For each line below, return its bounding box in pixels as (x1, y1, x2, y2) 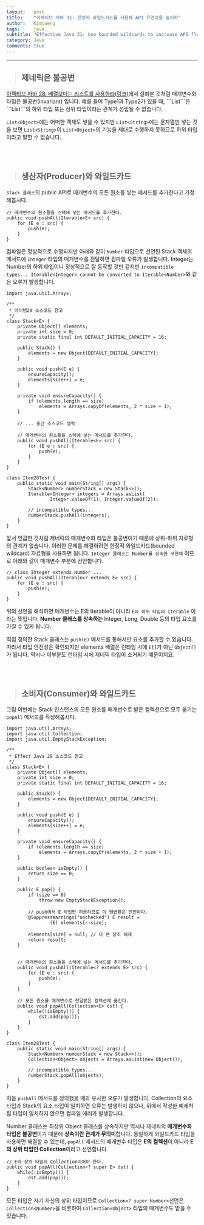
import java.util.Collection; (6, 731, 83, 737)
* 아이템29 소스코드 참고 (8, 307, 63, 314)
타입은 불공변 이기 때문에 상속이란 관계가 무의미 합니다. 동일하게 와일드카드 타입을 (6, 1131, 195, 1138)
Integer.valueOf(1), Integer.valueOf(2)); (49, 496, 159, 503)
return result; (28, 937, 67, 943)
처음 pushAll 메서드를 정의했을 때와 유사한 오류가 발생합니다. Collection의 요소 (6, 1095, 193, 1102)
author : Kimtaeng (6, 20, 56, 26)
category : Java (6, 37, 45, 43)
